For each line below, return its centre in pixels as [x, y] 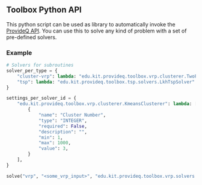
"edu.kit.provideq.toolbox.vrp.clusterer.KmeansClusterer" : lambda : [105, 104]
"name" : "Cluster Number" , [72, 115]
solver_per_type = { [32, 71]
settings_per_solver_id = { [41, 99]
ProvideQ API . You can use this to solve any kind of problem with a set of [96, 31]
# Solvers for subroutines [40, 65]
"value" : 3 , [53, 149]
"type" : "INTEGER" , [63, 120]
